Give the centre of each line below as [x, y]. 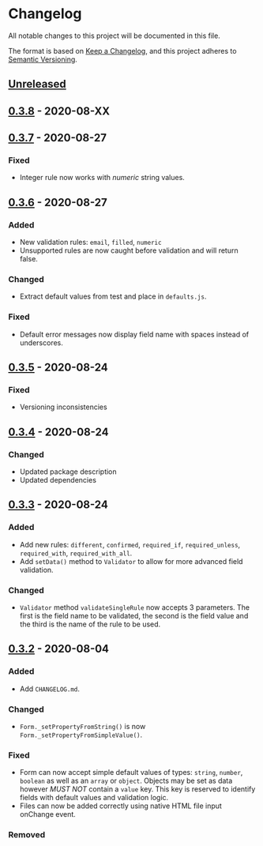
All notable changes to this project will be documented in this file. [115, 36]
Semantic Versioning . [43, 59]
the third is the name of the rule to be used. [90, 624]
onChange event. [48, 814]
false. [28, 259]
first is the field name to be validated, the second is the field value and [134, 616]
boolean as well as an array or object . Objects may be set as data [126, 781]
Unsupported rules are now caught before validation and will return [129, 250]
